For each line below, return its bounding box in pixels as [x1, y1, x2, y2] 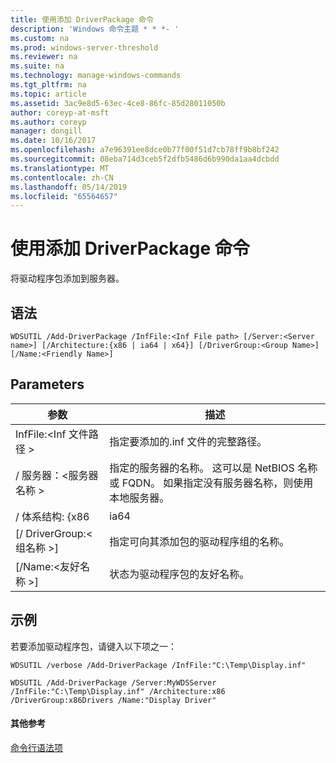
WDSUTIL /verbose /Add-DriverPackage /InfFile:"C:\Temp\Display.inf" [10, 660, 307, 670]
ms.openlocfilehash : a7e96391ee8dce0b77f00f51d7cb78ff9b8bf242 [10, 145, 280, 155]
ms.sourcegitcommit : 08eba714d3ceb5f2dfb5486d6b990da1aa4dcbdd [10, 154, 280, 164]
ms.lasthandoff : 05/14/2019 [10, 182, 128, 192]
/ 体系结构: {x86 [15, 509, 90, 523]
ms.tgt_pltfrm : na [10, 80, 87, 90]
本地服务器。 [109, 491, 170, 505]
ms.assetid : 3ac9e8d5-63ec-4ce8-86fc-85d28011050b [10, 98, 226, 108]
